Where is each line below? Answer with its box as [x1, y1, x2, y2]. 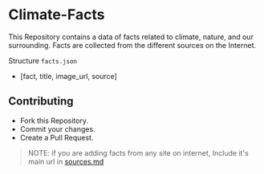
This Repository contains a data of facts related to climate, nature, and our [8, 32, 254, 42]
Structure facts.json [8, 56, 78, 65]
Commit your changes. [19, 124, 95, 133]
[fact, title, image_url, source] [19, 71, 118, 81]
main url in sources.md [27, 156, 104, 166]
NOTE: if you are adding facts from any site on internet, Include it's [27, 148, 249, 157]
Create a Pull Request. [19, 132, 94, 142]
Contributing [8, 94, 74, 109]
